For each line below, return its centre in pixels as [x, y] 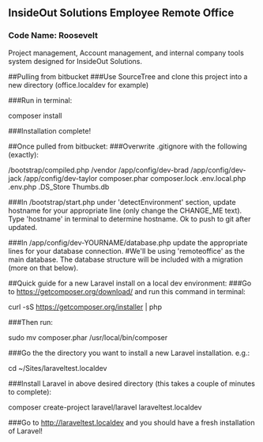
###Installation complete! [50, 130]
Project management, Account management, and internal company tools [126, 53]
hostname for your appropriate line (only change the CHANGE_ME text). [125, 210]
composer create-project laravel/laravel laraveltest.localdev [105, 407]
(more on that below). [43, 267]
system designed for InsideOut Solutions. [75, 61]
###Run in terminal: [40, 100]
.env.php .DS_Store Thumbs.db [59, 187]
